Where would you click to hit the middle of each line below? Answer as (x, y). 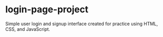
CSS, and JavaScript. (28, 29)
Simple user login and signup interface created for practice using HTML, (81, 24)
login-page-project (47, 10)
